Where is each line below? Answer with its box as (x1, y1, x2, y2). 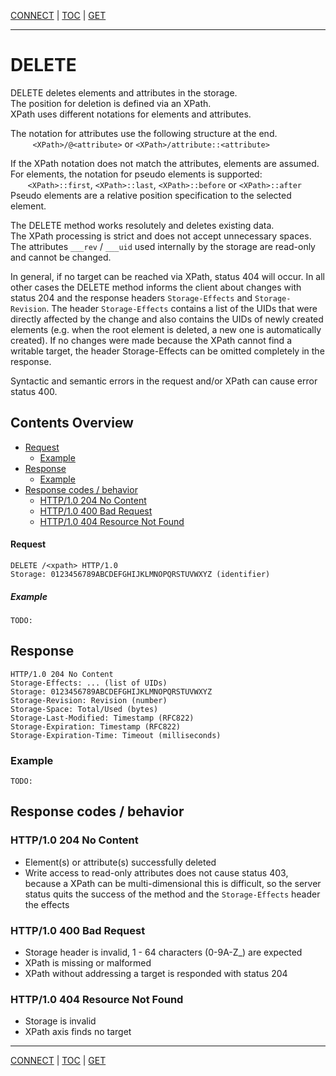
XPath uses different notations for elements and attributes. (10, 108, 252, 120)
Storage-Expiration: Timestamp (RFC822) (10, 721, 182, 732)
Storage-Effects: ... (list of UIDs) (10, 678, 168, 688)
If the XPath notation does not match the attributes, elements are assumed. (10, 157, 320, 169)
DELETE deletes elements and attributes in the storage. (10, 86, 238, 99)
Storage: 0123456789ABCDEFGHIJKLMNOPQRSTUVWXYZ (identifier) (10, 569, 271, 579)
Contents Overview (10, 415, 134, 432)
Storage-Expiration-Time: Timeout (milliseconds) (10, 730, 222, 740)
